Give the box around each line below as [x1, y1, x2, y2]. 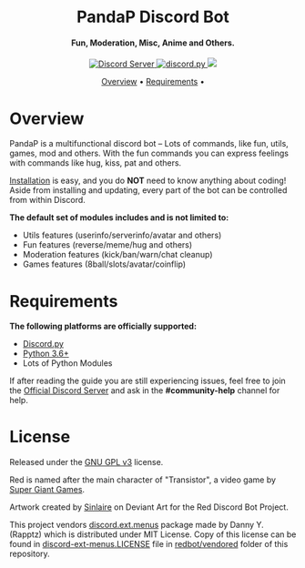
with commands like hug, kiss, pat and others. [9, 157, 182, 168]
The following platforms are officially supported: [9, 320, 198, 332]
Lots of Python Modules [22, 358, 113, 369]
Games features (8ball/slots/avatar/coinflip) [22, 259, 187, 269]
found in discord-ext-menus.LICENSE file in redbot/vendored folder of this [9, 539, 289, 550]
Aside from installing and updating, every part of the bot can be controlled [9, 185, 288, 196]
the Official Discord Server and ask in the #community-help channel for [9, 385, 280, 396]
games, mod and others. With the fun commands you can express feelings [9, 147, 290, 159]
